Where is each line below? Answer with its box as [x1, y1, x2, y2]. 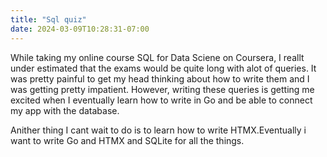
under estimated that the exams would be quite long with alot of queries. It [10, 62, 317, 74]
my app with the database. [10, 104, 120, 116]
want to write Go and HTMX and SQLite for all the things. [10, 134, 245, 146]
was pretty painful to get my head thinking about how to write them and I [10, 72, 310, 85]
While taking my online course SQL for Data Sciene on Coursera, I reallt [10, 51, 305, 63]
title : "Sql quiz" [10, 14, 87, 25]
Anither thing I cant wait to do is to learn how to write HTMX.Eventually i [10, 124, 307, 136]
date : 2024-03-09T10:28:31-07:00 [10, 24, 150, 34]
